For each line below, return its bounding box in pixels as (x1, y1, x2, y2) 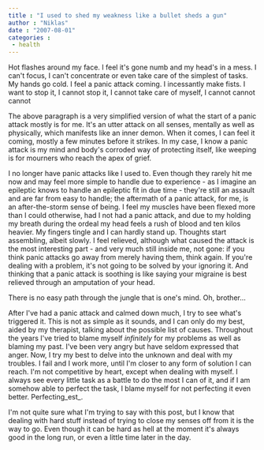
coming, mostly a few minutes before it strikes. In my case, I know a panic (8, 137, 248, 146)
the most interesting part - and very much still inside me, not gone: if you (8, 244, 245, 253)
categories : (8, 33, 51, 42)
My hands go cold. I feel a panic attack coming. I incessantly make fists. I (8, 80, 246, 89)
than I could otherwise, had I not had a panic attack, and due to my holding (8, 211, 251, 220)
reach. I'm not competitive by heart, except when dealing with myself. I (8, 367, 238, 377)
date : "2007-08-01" (8, 26, 76, 34)
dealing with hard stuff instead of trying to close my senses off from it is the (8, 416, 255, 426)
